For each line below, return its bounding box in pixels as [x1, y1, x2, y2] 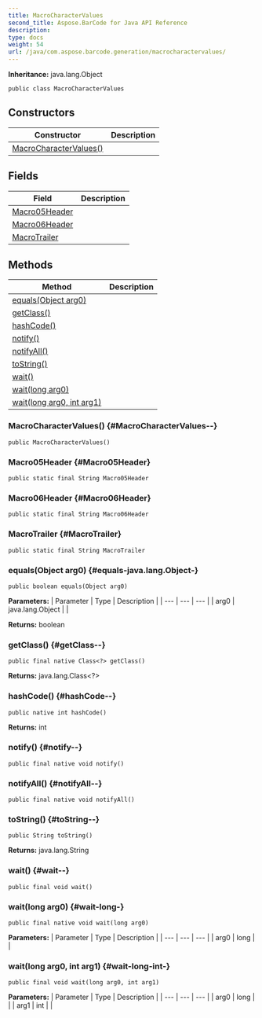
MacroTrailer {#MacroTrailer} [8, 528, 122, 539]
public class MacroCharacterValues [8, 85, 125, 93]
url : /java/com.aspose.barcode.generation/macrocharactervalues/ [8, 48, 226, 56]
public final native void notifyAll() [8, 796, 135, 804]
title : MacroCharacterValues [8, 11, 104, 20]
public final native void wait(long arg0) [8, 919, 149, 927]
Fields [8, 170, 39, 183]
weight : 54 [8, 41, 44, 49]
